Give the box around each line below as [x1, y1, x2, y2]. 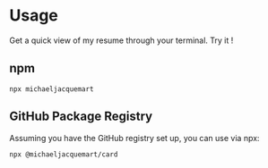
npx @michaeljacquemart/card [9, 149, 118, 159]
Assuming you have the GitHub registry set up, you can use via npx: [9, 132, 260, 143]
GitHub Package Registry [9, 109, 153, 124]
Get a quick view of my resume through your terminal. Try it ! [9, 35, 234, 46]
